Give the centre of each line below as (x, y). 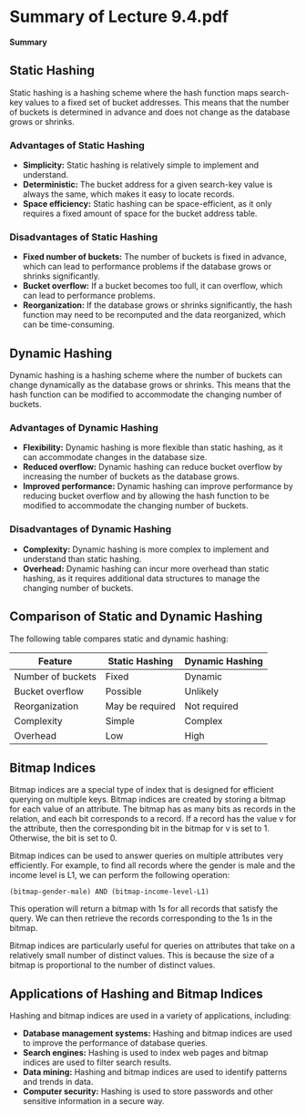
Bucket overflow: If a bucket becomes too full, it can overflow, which (153, 286)
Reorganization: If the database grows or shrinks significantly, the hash (158, 305)
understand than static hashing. (82, 558)
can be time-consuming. (69, 324)
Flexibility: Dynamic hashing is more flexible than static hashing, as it (153, 447)
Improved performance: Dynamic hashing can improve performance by (158, 486)
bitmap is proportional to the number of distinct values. (112, 965)
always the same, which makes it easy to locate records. (128, 194)
